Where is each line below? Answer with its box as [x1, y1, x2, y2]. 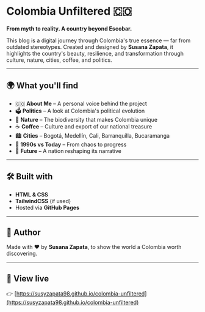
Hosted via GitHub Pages [15, 204, 79, 211]
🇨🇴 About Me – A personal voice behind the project [15, 100, 148, 107]
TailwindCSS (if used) [15, 197, 71, 204]
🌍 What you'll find [6, 81, 79, 91]
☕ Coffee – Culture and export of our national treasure [15, 122, 153, 130]
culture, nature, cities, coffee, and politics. [6, 56, 112, 64]
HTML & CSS [15, 191, 49, 198]
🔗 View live [6, 273, 49, 284]
